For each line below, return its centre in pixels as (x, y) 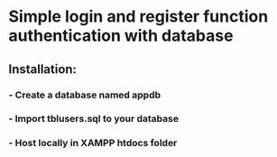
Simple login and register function (138, 17)
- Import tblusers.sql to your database (94, 119)
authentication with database (121, 36)
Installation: (43, 69)
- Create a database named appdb (85, 95)
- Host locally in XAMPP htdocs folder (93, 143)
